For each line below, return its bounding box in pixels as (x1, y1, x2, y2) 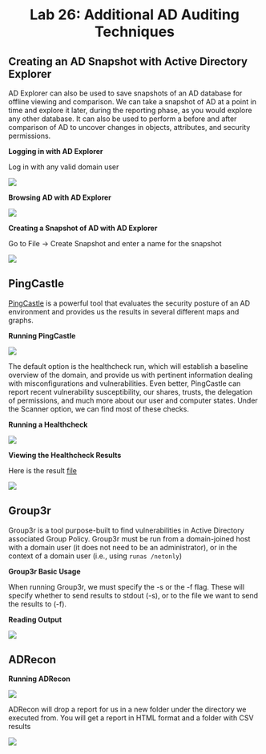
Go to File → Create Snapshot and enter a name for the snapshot (8, 239, 222, 248)
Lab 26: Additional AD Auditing (29, 6, 240, 24)
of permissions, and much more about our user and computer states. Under (8, 395, 258, 405)
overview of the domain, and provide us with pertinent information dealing (8, 370, 253, 379)
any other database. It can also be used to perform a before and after (8, 114, 237, 124)
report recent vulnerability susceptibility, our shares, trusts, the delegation (8, 387, 253, 396)
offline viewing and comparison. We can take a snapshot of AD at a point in (8, 97, 256, 106)
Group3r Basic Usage (8, 566, 82, 576)
